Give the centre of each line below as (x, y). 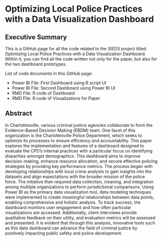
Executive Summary (36, 37)
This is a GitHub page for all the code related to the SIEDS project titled (76, 49)
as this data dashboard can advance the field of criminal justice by (71, 228)
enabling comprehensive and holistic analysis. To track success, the (73, 202)
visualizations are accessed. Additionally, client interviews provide (71, 212)
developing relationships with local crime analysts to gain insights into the (78, 171)
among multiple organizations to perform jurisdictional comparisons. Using (79, 187)
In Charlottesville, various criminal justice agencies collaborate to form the (79, 125)
